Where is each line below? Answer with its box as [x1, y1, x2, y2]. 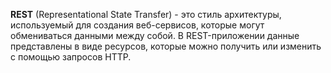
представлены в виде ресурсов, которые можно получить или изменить [10, 40, 322, 52]
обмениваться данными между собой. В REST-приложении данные [10, 30, 300, 41]
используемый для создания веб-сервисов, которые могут [10, 19, 265, 31]
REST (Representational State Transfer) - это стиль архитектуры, [10, 9, 282, 20]
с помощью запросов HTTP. [10, 51, 132, 63]
